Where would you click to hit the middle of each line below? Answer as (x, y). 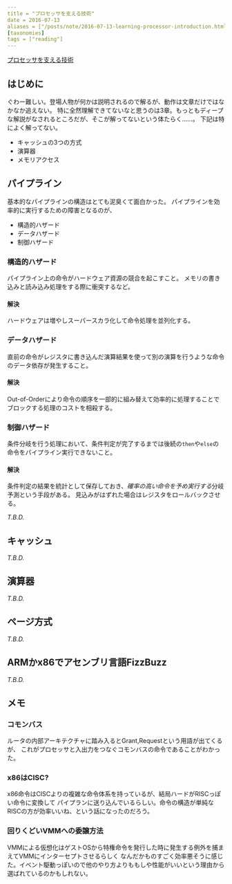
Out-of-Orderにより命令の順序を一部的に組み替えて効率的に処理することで (113, 399)
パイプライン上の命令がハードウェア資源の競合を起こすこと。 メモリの (108, 278)
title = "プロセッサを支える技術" (51, 13)
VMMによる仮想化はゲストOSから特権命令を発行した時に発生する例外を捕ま (116, 847)
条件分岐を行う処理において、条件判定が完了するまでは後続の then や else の (113, 444)
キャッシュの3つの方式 (49, 142)
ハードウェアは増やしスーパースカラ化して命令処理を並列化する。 (101, 321)
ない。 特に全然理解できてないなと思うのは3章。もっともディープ (130, 110)
